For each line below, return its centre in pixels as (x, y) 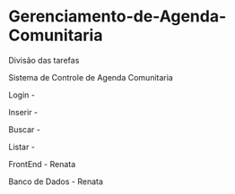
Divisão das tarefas (44, 60)
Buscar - (25, 129)
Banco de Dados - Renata (56, 181)
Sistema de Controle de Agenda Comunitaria (91, 77)
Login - (22, 95)
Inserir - (23, 112)
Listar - (22, 147)
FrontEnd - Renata (42, 164)
